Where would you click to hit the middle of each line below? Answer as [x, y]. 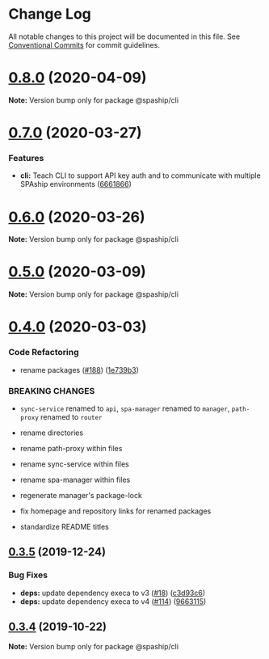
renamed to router [71, 417]
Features [26, 158]
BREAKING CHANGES [52, 391]
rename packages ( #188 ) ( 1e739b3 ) [80, 370]
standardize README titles [64, 527]
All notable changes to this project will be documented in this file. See [124, 36]
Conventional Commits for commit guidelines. [84, 44]
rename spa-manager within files [75, 480]
